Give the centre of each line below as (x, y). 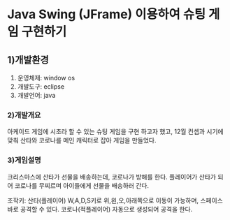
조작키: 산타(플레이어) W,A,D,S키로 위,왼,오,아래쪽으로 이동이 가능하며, (103, 200)
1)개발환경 (28, 60)
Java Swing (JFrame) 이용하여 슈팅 (107, 14)
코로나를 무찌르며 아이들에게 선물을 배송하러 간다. (81, 185)
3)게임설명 (24, 160)
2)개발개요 (24, 115)
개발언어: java (36, 95)
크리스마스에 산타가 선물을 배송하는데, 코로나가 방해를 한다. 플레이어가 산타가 (112, 177)
